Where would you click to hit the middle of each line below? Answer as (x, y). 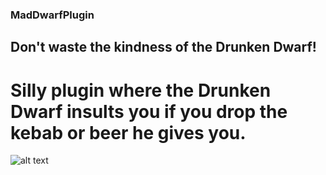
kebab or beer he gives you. (128, 132)
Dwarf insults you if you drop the (149, 111)
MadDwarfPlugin (52, 15)
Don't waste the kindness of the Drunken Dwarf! (163, 47)
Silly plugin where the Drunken (141, 90)
